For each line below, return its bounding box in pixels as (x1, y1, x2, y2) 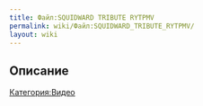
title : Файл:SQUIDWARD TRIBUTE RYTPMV (9, 13, 154, 22)
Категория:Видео (9, 87, 76, 98)
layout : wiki (9, 30, 58, 39)
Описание (9, 63, 69, 78)
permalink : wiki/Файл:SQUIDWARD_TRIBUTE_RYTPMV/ (9, 22, 195, 31)
